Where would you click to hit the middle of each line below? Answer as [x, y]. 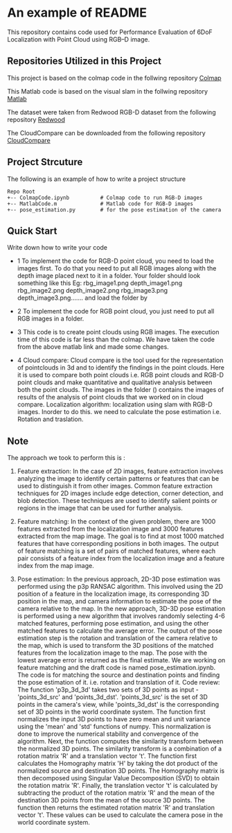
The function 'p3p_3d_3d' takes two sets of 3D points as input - [108, 690]
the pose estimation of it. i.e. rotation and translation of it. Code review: [118, 682]
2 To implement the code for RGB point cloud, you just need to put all [116, 311]
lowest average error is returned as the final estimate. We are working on [121, 660]
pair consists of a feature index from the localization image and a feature [121, 558]
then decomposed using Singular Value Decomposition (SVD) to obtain [118, 778]
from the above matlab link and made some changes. [93, 347]
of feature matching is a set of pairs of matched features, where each [116, 551]
